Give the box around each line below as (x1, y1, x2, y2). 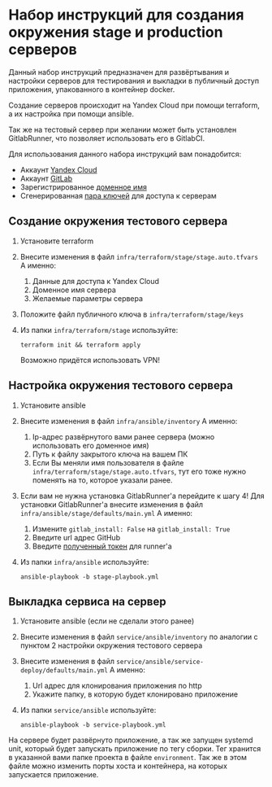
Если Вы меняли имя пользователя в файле (32, 457, 184, 467)
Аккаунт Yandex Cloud (19, 164, 97, 174)
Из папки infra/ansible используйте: (19, 557, 149, 566)
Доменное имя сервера (32, 285, 116, 295)
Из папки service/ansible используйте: (19, 706, 157, 715)
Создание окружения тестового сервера (8, 214, 228, 229)
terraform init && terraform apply (19, 340, 141, 349)
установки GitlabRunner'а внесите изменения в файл (19, 499, 204, 509)
